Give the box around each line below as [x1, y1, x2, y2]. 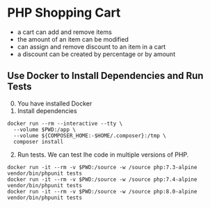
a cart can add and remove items [17, 28, 113, 36]
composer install [13, 138, 64, 145]
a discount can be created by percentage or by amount [17, 50, 176, 58]
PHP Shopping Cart [7, 5, 121, 21]
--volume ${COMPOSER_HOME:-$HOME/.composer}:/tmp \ [13, 132, 167, 139]
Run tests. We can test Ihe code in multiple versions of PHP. [17, 150, 189, 159]
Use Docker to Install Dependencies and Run [7, 70, 204, 82]
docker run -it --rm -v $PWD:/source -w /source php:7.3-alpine [7, 164, 197, 171]
